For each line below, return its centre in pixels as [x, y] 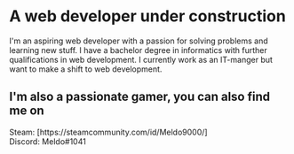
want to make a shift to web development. [86, 69]
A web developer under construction [147, 16]
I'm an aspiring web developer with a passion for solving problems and [139, 41]
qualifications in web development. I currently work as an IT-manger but [141, 59]
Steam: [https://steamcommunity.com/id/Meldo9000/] [108, 132]
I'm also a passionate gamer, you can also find [140, 97]
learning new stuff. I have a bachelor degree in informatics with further [139, 50]
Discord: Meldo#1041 [48, 141]
